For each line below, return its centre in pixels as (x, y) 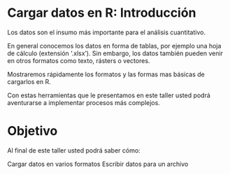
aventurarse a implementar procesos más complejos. (84, 102)
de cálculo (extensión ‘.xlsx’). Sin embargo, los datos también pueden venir (115, 53)
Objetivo (33, 131)
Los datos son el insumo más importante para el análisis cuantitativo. (107, 32)
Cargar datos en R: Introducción (102, 13)
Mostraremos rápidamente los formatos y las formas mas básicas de (106, 74)
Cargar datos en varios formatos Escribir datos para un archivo (98, 164)
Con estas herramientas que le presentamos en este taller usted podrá (109, 95)
